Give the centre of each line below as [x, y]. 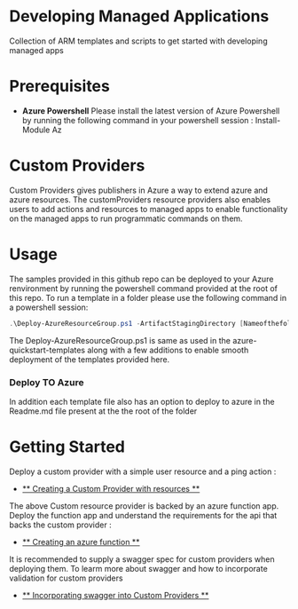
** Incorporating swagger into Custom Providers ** [115, 595]
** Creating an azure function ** [81, 542]
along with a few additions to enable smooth [168, 350]
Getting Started [67, 447]
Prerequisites [60, 87]
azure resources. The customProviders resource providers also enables [140, 199]
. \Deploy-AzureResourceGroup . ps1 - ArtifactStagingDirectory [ [126, 323]
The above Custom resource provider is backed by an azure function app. [144, 506]
